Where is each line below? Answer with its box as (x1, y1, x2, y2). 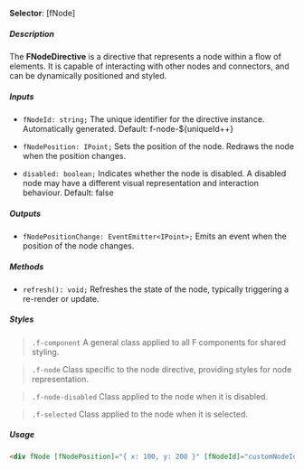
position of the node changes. (22, 240, 135, 251)
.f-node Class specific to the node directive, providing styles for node (31, 363, 292, 374)
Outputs (9, 208, 42, 219)
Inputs (9, 90, 34, 102)
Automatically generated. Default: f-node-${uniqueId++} (22, 123, 234, 134)
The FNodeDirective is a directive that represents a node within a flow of (9, 51, 282, 61)
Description (9, 28, 55, 39)
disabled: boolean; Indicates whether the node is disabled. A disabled (22, 167, 287, 179)
